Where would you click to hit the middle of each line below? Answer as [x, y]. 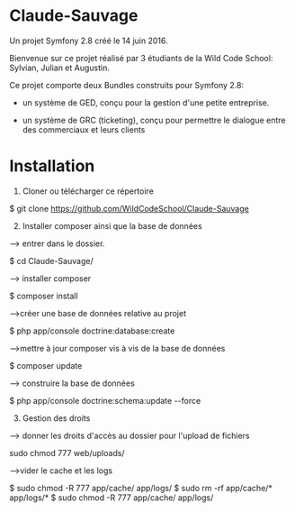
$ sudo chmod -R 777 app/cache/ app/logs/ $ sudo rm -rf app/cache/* [141, 488]
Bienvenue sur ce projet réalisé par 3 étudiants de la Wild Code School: [141, 58]
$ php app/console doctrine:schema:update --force [105, 400]
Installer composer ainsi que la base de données [112, 225]
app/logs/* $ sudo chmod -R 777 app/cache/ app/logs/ [112, 498]
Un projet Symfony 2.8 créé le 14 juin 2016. [89, 41]
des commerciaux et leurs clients [84, 129]
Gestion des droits [56, 418]
